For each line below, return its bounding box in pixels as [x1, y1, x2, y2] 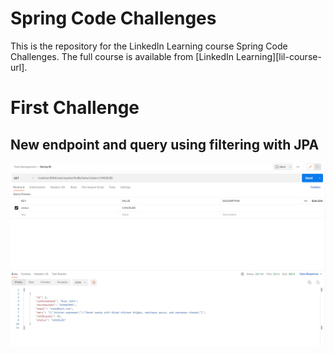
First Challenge [10, 97, 140, 119]
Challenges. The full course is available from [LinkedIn [10, 50, 235, 62]
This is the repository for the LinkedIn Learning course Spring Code [10, 40, 288, 52]
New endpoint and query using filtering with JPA [10, 136, 320, 153]
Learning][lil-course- [236, 50, 322, 62]
